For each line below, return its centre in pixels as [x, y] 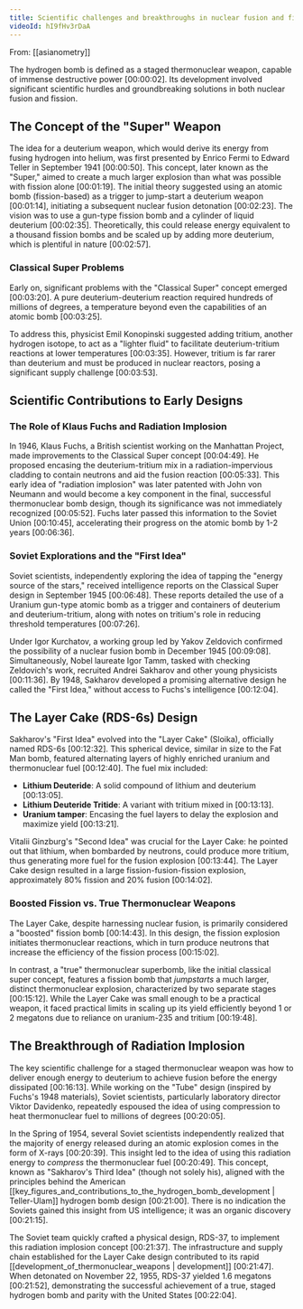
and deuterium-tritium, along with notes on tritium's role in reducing [135, 614]
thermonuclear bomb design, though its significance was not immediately [146, 504]
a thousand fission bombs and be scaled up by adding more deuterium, [142, 235]
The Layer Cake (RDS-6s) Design [104, 717]
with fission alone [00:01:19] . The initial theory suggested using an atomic [146, 187]
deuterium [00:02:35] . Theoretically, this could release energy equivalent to [150, 225]
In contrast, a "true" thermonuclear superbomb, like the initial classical [140, 969]
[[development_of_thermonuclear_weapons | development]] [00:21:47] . [142, 1266]
